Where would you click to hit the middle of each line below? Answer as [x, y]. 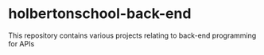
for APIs [21, 43]
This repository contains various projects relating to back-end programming [132, 35]
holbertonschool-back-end [100, 14]
